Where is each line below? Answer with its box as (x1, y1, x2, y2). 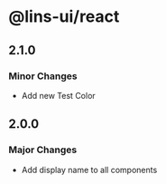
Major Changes (8, 143, 78, 156)
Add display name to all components (21, 164, 158, 175)
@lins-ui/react (8, 6, 120, 27)
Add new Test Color (21, 90, 96, 101)
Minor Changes (8, 70, 78, 82)
